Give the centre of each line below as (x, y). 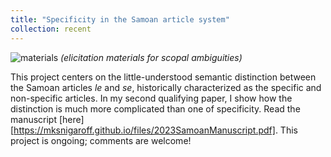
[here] (71, 119)
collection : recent (51, 29)
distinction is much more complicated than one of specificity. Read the (155, 108)
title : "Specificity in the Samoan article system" (120, 19)
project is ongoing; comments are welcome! (101, 140)
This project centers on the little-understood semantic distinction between (163, 77)
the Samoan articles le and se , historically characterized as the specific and (166, 87)
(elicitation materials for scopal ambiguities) (151, 57)
